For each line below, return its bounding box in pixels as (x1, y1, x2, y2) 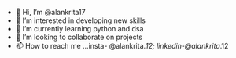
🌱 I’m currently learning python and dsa (15, 24, 144, 33)
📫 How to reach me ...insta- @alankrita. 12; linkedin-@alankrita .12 (15, 42, 229, 50)
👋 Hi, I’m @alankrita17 (15, 8, 86, 16)
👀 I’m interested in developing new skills (15, 16, 146, 25)
